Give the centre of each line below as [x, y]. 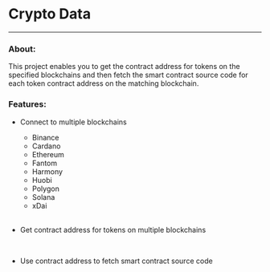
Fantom [45, 163]
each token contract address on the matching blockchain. [104, 83]
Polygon [46, 189]
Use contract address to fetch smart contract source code [116, 261]
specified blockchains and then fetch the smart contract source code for [129, 75]
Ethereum [48, 154]
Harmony [47, 171]
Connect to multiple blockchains [73, 122]
